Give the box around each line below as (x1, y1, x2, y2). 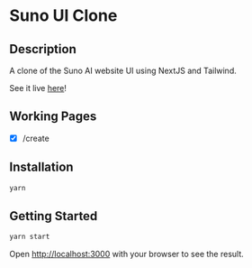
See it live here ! (9, 83, 67, 93)
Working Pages (9, 109, 97, 125)
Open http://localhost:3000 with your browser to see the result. (9, 249, 245, 260)
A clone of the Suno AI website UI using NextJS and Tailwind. (9, 65, 237, 76)
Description (9, 42, 76, 57)
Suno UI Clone (9, 5, 118, 26)
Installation (9, 160, 74, 175)
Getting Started (9, 208, 98, 224)
